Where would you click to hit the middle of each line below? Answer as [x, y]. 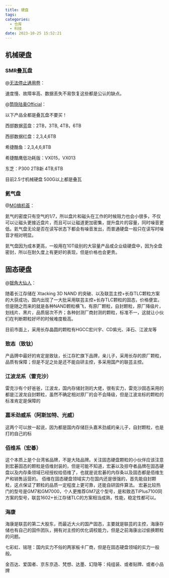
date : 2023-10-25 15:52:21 [33, 33]
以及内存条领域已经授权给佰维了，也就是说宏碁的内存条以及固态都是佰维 [84, 472]
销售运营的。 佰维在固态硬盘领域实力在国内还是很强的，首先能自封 [83, 479]
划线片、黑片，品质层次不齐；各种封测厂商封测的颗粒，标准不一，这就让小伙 [84, 312]
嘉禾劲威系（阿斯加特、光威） [41, 415]
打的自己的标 [18, 433]
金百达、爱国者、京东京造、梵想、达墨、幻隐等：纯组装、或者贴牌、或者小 [82, 564]
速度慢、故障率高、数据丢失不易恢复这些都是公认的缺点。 [65, 93]
